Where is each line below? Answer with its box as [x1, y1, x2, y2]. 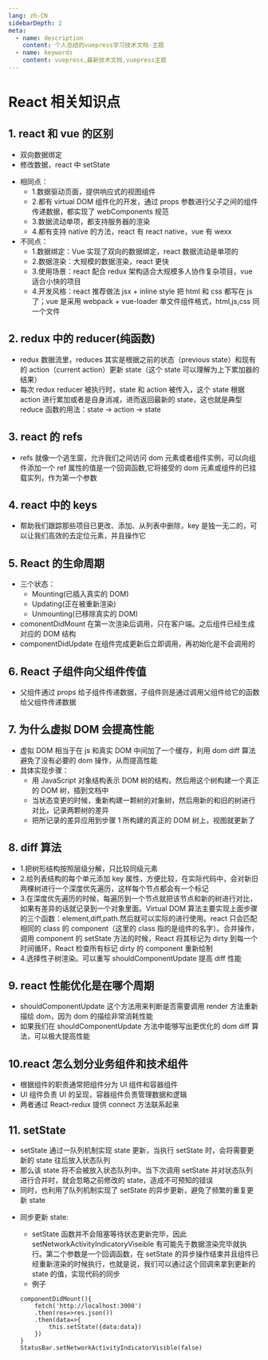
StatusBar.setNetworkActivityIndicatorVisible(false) [19, 1344, 203, 1352]
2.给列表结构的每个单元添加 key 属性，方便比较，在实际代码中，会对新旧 [19, 873, 259, 883]
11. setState [8, 1123, 66, 1137]
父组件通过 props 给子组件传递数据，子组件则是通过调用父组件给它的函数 [19, 687, 260, 696]
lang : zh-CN [8, 11, 48, 20]
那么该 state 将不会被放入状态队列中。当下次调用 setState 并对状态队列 [19, 1165, 254, 1175]
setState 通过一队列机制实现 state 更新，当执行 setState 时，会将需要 [19, 1145, 247, 1155]
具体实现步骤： [19, 765, 69, 775]
